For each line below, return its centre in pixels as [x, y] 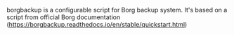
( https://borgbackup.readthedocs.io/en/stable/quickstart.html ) [97, 24]
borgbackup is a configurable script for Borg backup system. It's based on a [117, 10]
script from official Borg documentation [64, 17]
